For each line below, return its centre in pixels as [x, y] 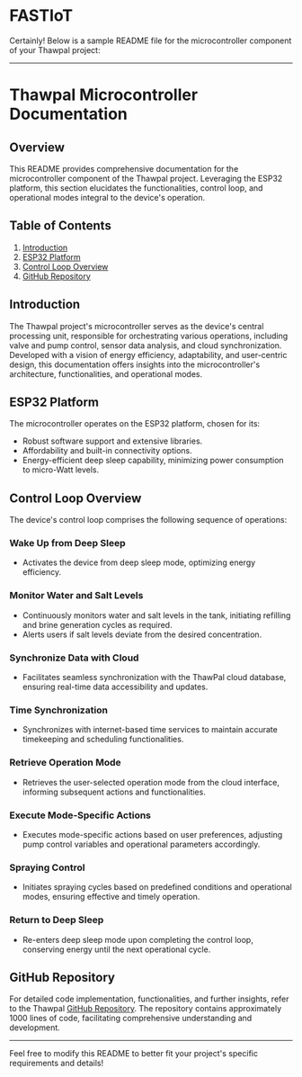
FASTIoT [41, 16]
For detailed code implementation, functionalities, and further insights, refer [149, 999]
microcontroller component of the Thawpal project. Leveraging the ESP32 [146, 178]
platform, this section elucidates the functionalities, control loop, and [136, 188]
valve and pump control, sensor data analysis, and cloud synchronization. [146, 345]
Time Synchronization [58, 710]
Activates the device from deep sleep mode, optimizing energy [139, 562]
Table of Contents [61, 226]
